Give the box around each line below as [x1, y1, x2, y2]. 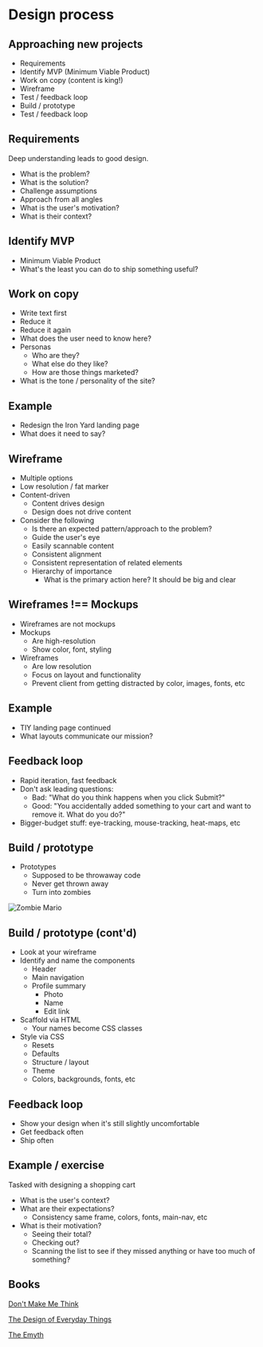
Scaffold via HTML [19, 1015, 81, 1025]
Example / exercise [8, 1159, 105, 1172]
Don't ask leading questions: [19, 784, 114, 794]
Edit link [43, 1006, 70, 1016]
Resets [31, 1041, 54, 1050]
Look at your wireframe [19, 947, 97, 957]
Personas [19, 342, 52, 352]
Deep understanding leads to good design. [8, 153, 149, 163]
